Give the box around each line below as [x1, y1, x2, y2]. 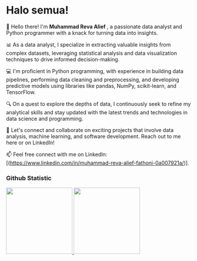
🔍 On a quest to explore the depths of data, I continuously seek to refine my [6, 100, 191, 107]
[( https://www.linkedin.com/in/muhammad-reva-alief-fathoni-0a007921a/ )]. [6, 159, 189, 166]
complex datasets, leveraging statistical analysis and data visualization [6, 49, 178, 57]
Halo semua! [6, 4, 69, 17]
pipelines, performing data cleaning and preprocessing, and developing [6, 76, 179, 83]
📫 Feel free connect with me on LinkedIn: [6, 151, 108, 158]
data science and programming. [6, 115, 84, 122]
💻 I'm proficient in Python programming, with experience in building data [6, 67, 184, 74]
